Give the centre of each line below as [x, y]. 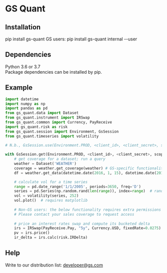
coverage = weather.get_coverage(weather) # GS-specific [74, 168]
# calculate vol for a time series [51, 182]
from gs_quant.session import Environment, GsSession [62, 132]
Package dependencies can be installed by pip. [54, 72]
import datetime [22, 99]
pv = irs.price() [32, 233]
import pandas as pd [27, 108]
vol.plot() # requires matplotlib [51, 201]
